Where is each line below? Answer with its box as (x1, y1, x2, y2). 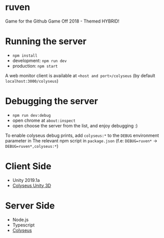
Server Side (5, 200, 55, 211)
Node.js (12, 216, 29, 222)
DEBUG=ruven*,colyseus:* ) (5, 143, 58, 149)
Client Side (5, 161, 51, 172)
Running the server (5, 36, 86, 47)
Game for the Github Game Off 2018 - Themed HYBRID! (5, 18, 120, 24)
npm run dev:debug (12, 113, 51, 118)
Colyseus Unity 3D (12, 182, 51, 188)
